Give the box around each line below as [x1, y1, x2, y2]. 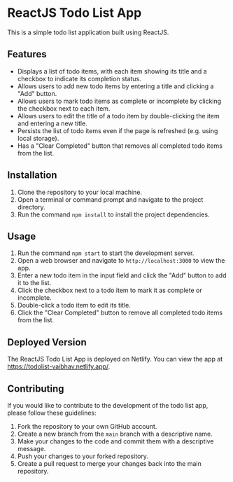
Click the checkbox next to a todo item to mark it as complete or [17, 286, 202, 295]
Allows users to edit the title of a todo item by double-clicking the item [17, 111, 220, 120]
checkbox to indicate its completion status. [17, 74, 141, 83]
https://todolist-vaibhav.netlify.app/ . [7, 362, 111, 371]
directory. [17, 202, 45, 211]
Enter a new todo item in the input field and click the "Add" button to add [17, 271, 227, 280]
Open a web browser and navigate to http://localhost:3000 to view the [17, 256, 225, 265]
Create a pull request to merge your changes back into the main [17, 460, 202, 467]
